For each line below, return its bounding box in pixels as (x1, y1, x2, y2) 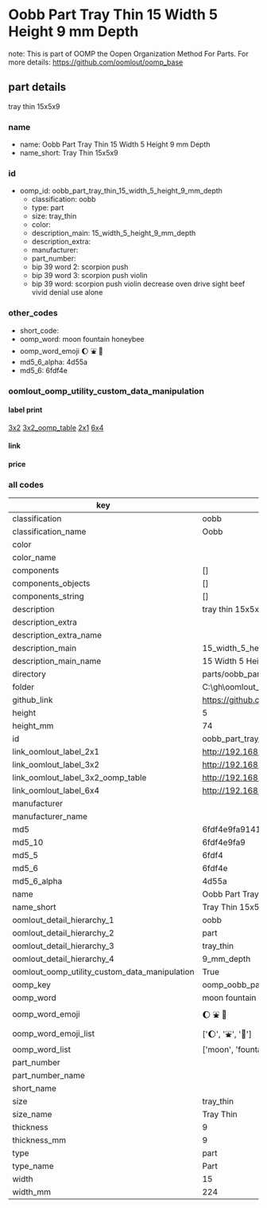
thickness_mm (12, 1135, 67, 1146)
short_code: (19, 325, 60, 335)
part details (8, 80, 67, 94)
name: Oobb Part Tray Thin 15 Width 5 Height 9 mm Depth (19, 139, 211, 149)
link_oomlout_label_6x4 (12, 785, 100, 796)
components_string (12, 591, 85, 602)
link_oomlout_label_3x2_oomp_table (12, 772, 147, 783)
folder (12, 681, 35, 692)
